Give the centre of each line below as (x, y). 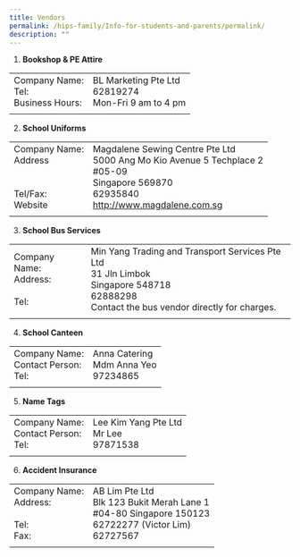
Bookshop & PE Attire (62, 60)
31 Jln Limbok (121, 274)
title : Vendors (37, 17)
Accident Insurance (59, 470)
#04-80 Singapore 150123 (151, 513)
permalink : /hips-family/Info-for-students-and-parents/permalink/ (137, 26)
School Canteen (52, 333)
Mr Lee (107, 434)
